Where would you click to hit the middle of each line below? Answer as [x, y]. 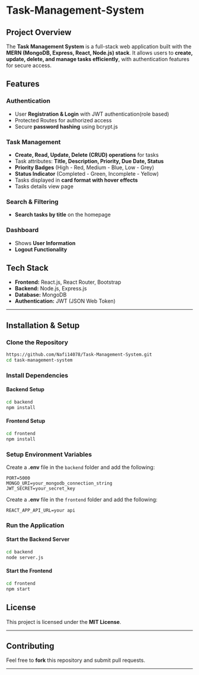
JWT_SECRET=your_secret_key [41, 488]
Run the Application [35, 525]
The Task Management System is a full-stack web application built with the [99, 46]
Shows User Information [45, 243]
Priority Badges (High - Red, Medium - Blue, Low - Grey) [84, 167]
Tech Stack [27, 268]
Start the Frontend [29, 571]
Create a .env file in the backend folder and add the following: [81, 467]
